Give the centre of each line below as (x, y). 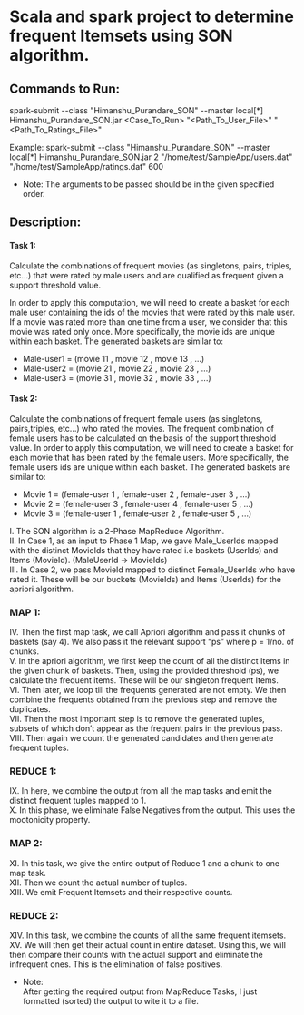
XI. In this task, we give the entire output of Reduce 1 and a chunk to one (145, 863)
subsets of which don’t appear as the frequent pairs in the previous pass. (146, 728)
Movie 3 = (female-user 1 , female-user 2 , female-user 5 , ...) (137, 513)
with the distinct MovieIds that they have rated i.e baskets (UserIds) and (144, 550)
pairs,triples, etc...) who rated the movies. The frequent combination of (142, 428)
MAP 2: (26, 844)
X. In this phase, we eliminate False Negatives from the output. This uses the (152, 810)
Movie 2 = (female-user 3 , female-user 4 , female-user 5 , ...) (138, 503)
